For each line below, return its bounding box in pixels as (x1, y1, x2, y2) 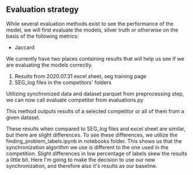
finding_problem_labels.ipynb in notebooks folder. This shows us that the (6, 137, 182, 145)
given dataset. (6, 114, 41, 121)
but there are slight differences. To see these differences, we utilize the (6, 131, 178, 138)
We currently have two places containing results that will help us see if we (6, 55, 185, 62)
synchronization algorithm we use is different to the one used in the (6, 143, 168, 150)
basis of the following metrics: (6, 32, 79, 40)
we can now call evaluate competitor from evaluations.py (6, 96, 144, 103)
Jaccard (14, 44, 35, 51)
